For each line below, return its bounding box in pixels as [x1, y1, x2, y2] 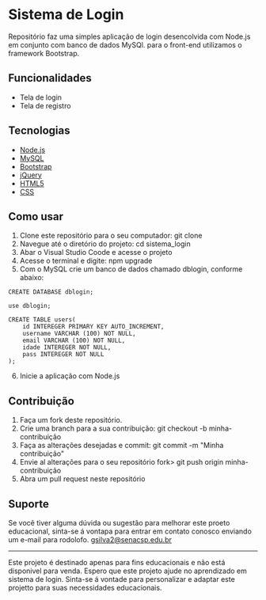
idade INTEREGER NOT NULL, [22, 344, 112, 351]
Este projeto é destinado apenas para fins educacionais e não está [8, 558, 226, 567]
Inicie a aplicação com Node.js [19, 371, 120, 381]
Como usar [8, 210, 64, 223]
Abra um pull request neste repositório [19, 474, 146, 484]
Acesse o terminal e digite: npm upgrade [19, 256, 153, 266]
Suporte [8, 497, 49, 511]
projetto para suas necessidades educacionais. [8, 583, 162, 592]
